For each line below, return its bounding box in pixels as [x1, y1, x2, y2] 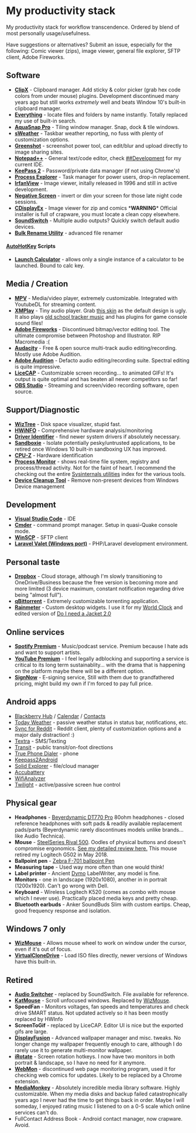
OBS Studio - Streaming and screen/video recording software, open [14, 382, 179, 389]
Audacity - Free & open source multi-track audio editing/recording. [14, 344, 177, 351]
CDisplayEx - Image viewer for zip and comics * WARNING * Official [14, 204, 177, 212]
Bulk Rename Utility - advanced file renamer [14, 229, 123, 236]
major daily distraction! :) [14, 731, 75, 738]
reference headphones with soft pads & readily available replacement [14, 819, 183, 827]
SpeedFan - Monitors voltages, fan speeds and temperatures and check [14, 1003, 189, 1010]
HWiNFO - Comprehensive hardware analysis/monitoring [14, 427, 153, 434]
